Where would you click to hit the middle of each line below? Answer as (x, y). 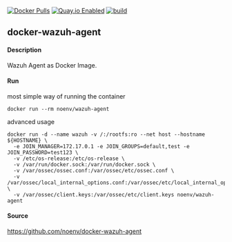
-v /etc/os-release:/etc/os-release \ (69, 159)
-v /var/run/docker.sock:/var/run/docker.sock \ (85, 164)
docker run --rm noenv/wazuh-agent (58, 109)
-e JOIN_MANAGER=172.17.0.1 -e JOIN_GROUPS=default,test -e (101, 146)
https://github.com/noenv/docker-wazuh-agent (75, 231)
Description (25, 50)
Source (18, 216)
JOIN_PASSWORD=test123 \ (43, 152)
